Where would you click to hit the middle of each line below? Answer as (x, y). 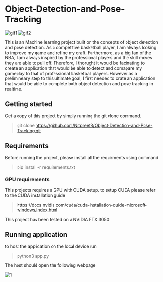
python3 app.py (33, 256)
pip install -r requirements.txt (46, 167)
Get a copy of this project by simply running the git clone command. (73, 116)
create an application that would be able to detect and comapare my (73, 68)
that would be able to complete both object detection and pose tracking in (79, 83)
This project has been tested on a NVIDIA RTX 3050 (57, 219)
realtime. (14, 89)
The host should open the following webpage (50, 265)
